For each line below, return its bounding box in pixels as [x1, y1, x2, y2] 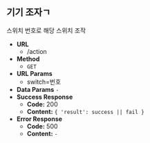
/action [26, 47, 48, 55]
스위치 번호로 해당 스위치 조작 [6, 26, 86, 35]
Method [16, 55, 40, 63]
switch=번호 [26, 77, 62, 86]
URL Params [16, 69, 53, 77]
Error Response [16, 115, 63, 123]
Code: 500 [26, 122, 58, 130]
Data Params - [16, 85, 59, 93]
